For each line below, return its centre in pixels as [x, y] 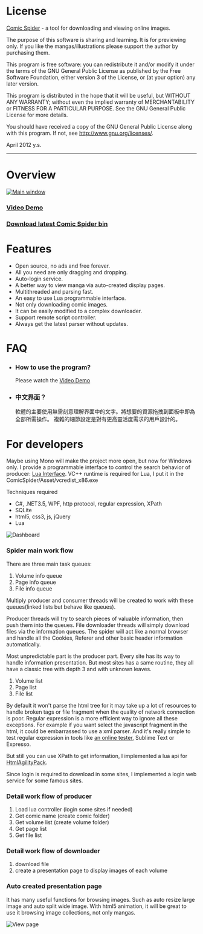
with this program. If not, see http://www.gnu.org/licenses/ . [80, 133]
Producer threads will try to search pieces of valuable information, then [95, 618]
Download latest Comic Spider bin [57, 224]
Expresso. [19, 744]
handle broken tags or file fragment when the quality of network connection [101, 712]
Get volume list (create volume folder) [62, 822]
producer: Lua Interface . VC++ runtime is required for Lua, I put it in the [95, 474]
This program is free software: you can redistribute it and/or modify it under [100, 64]
